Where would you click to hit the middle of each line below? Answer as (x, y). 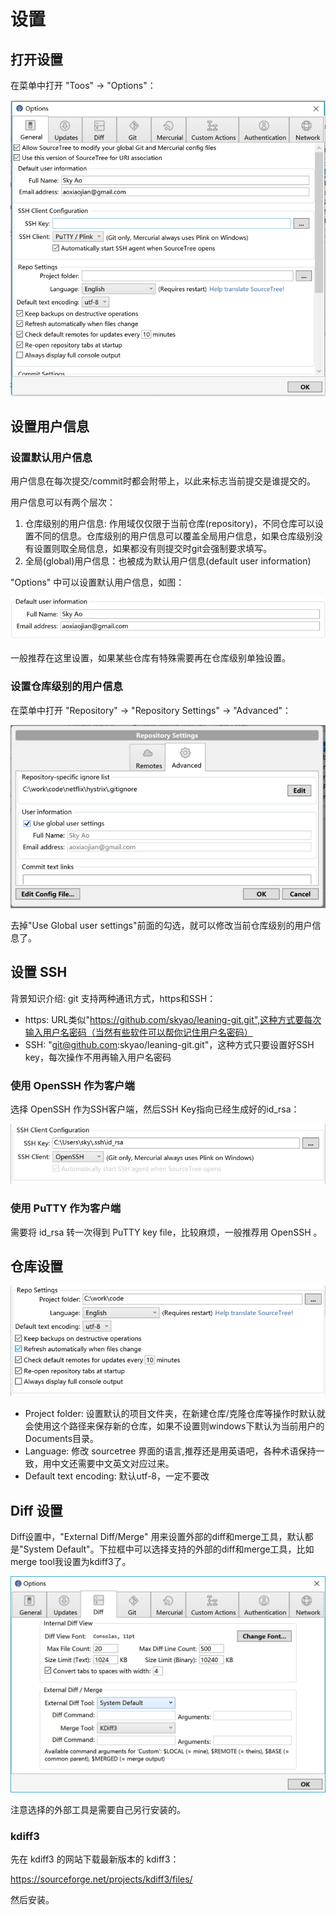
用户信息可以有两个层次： (63, 502)
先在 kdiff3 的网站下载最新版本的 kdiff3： (95, 1859)
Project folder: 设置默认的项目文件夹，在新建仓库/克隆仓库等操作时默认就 (175, 1414)
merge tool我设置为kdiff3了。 (71, 1562)
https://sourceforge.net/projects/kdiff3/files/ (101, 1879)
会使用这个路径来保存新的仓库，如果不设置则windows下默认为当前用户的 (174, 1426)
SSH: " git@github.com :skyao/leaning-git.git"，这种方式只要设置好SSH (169, 1044)
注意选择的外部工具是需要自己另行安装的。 (98, 1809)
